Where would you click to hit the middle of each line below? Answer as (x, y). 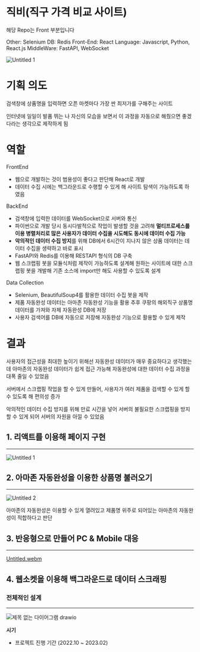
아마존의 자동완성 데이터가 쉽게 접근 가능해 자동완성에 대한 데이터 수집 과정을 (101, 368)
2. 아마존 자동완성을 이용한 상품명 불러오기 (79, 477)
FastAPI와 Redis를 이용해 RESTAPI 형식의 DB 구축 (74, 256)
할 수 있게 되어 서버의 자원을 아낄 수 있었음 (55, 416)
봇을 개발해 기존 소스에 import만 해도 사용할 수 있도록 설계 (93, 270)
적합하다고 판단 (35, 518)
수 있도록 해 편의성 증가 (33, 396)
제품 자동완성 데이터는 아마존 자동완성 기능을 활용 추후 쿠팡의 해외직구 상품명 (104, 302)
